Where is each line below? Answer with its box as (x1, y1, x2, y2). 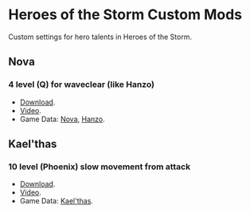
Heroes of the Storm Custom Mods (8, 6, 243, 24)
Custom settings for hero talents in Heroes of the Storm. (8, 32, 193, 41)
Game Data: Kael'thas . (19, 196, 94, 206)
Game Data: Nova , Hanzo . (19, 114, 105, 124)
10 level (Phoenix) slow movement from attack (8, 161, 191, 172)
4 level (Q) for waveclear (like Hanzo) (8, 79, 155, 90)
